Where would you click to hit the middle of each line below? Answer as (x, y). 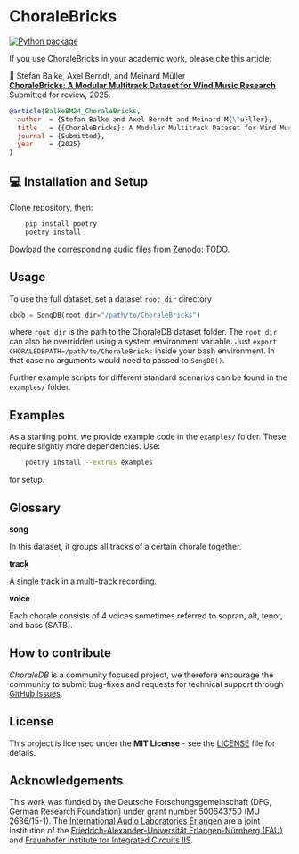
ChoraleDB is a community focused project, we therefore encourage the (141, 675)
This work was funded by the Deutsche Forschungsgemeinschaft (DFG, (141, 802)
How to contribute (61, 653)
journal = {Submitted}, (61, 136)
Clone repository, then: (51, 207)
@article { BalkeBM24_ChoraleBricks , (75, 111)
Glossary (35, 507)
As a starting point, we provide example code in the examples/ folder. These (148, 437)
